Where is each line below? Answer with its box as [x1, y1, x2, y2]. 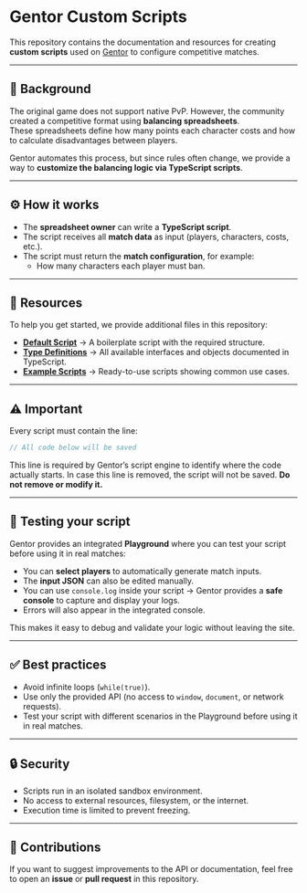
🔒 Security [9, 756, 70, 772]
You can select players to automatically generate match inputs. [22, 565, 262, 576]
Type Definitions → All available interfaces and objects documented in [22, 347, 290, 358]
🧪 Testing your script [9, 514, 131, 530]
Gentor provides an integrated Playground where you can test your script [9, 538, 286, 549]
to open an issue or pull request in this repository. [9, 874, 199, 885]
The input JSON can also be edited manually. [22, 575, 195, 586]
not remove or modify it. [9, 479, 103, 490]
